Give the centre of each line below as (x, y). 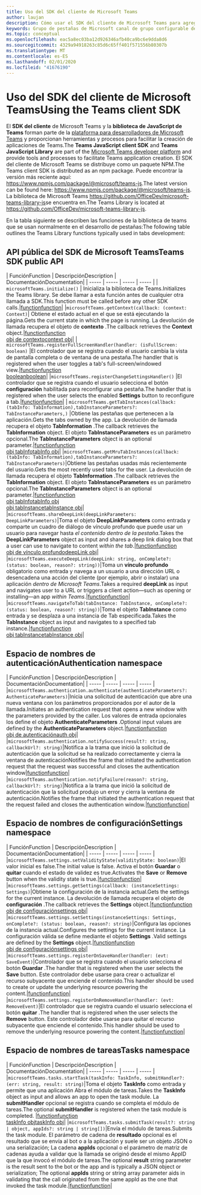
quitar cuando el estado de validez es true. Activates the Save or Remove (97, 872)
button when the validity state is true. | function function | (74, 879)
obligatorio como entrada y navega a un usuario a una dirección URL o (93, 571)
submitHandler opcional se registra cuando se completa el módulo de (93, 1103)
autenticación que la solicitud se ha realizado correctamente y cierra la (94, 753)
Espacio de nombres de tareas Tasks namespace (98, 1050)
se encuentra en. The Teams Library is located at (105, 203)
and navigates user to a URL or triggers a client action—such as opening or (99, 591)
